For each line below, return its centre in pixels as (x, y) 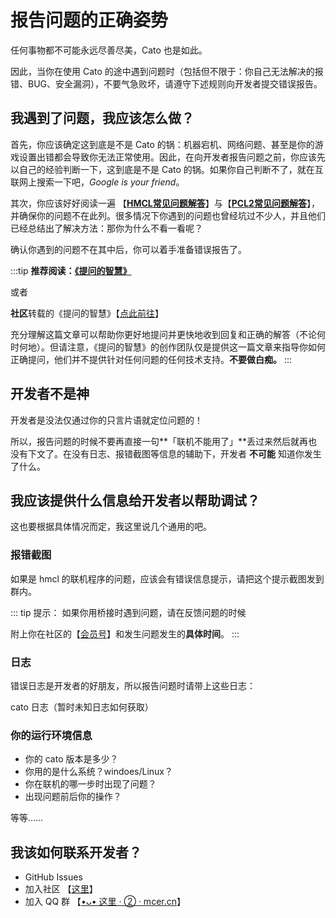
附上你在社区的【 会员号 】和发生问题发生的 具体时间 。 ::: (125, 633)
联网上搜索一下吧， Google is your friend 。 (97, 182)
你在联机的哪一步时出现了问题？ (90, 784)
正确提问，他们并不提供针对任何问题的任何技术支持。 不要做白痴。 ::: (151, 359)
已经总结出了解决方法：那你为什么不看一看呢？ (106, 228)
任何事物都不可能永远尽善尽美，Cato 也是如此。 (109, 50)
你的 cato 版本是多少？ (71, 759)
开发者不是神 (50, 394)
